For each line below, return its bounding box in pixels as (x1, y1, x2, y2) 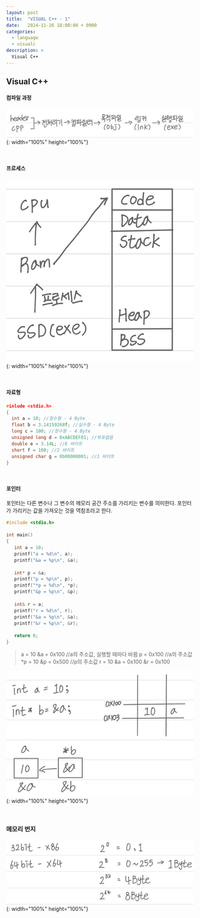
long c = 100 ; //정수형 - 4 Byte (11, 428, 91, 434)
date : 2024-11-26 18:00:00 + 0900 (6, 22, 97, 28)
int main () (6, 532, 33, 538)
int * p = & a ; (14, 570, 46, 576)
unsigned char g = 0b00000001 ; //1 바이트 (11, 453, 115, 459)
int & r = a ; (14, 601, 44, 607)
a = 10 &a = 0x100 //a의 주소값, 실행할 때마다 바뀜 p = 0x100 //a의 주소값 (20, 651, 193, 658)
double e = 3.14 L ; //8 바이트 (11, 441, 83, 447)
